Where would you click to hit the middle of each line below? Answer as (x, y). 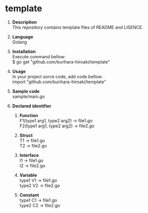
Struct (26, 135)
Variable (28, 175)
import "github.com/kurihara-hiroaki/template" (59, 82)
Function (29, 115)
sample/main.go (28, 96)
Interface (29, 155)
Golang (19, 42)
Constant (29, 195)
